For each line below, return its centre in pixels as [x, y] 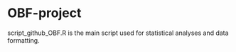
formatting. [24, 40]
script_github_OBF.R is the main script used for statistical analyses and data [118, 33]
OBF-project [44, 13]
